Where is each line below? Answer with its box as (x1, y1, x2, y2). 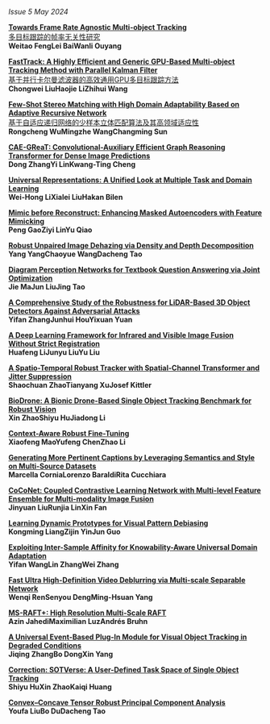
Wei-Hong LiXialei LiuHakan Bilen (8, 193, 123, 202)
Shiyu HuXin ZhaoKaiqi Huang (8, 682, 112, 692)
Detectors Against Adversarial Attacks (8, 306, 140, 315)
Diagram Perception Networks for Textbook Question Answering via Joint (8, 265, 260, 274)
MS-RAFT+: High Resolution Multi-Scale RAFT (8, 608, 167, 618)
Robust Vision (8, 405, 56, 414)
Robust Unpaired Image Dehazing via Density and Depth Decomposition (8, 241, 254, 250)
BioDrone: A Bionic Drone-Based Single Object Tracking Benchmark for (8, 396, 252, 406)
